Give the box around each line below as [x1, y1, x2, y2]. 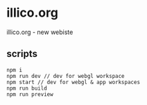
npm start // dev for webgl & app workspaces [6, 79, 140, 86]
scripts [6, 48, 37, 60]
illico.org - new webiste [6, 28, 73, 36]
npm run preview [6, 90, 53, 98]
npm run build [6, 85, 48, 92]
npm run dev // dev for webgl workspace [6, 72, 126, 79]
